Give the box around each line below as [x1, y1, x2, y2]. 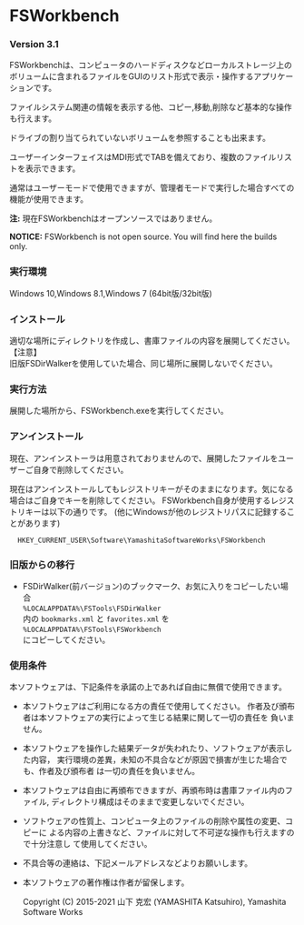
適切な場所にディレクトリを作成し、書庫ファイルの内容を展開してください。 [9, 336, 295, 347]
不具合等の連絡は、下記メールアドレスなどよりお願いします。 [22, 858, 253, 869]
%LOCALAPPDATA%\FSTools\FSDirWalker [22, 604, 162, 613]
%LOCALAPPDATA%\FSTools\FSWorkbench [22, 625, 162, 634]
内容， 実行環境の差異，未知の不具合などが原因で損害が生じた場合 [30, 754, 279, 765]
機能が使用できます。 [9, 194, 89, 205]
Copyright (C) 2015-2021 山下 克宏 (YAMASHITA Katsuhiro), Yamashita [22, 897, 287, 908]
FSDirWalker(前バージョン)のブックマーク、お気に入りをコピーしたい [22, 580, 281, 591]
